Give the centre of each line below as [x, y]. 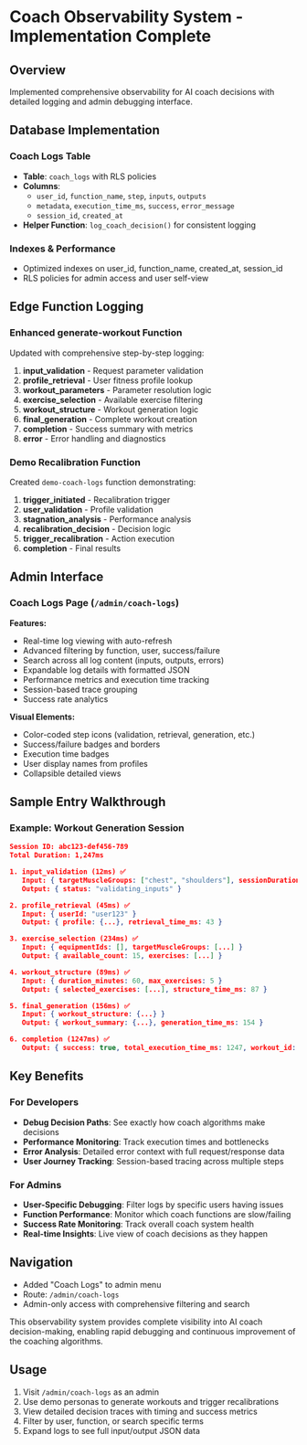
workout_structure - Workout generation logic [111, 409]
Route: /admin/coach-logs [71, 1294]
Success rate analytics [65, 699]
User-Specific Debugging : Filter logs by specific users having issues [153, 1205]
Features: [28, 622]
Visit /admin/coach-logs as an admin [91, 1392]
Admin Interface [57, 577]
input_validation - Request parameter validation [113, 370]
